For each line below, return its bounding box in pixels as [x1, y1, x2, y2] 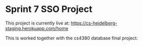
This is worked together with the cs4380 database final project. [5, 35, 138, 41]
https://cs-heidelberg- [70, 20, 118, 26]
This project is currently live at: [5, 20, 70, 26]
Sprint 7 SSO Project [5, 3, 93, 15]
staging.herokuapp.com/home [5, 25, 68, 31]
